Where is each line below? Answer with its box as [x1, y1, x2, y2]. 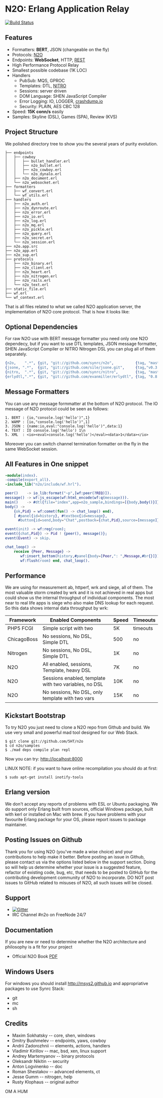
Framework [9, 617, 36, 623]
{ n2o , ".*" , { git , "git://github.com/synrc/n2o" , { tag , [5, 361, 147, 366]
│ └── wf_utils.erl [5, 193, 49, 198]
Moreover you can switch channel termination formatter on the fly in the [5, 440, 149, 446]
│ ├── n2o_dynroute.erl [5, 205, 57, 210]
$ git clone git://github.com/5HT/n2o [5, 739, 83, 744]
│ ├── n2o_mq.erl [5, 222, 45, 227]
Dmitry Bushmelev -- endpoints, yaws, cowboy [12, 1038, 106, 1043]
